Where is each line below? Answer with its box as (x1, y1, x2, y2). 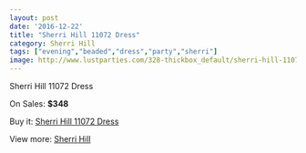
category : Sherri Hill (9, 38, 96, 48)
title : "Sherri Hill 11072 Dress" (9, 30, 141, 39)
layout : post (9, 13, 59, 23)
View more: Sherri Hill (9, 134, 91, 144)
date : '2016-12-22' (9, 22, 84, 31)
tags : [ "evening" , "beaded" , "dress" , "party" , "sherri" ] (9, 47, 219, 56)
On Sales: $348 (9, 98, 69, 109)
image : (9, 56, 35, 65)
